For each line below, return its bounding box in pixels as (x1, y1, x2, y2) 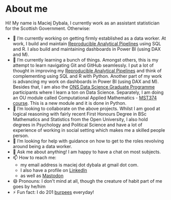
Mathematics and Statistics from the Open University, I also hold (12, 116, 148, 122)
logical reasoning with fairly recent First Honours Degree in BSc (12, 110, 147, 117)
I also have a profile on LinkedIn (20, 167, 88, 173)
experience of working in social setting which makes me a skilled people (12, 127, 165, 133)
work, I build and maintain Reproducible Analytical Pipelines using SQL (12, 40, 161, 46)
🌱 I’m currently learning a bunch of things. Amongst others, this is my (12, 56, 159, 63)
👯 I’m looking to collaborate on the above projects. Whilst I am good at (12, 105, 160, 111)
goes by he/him (12, 183, 46, 189)
